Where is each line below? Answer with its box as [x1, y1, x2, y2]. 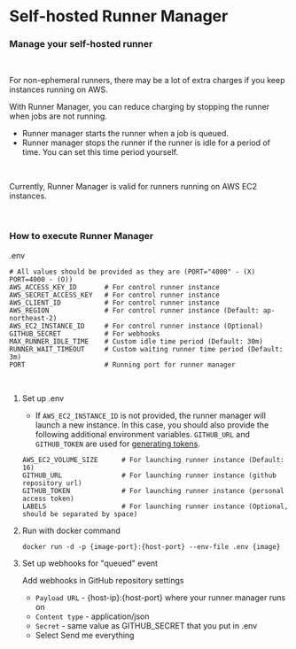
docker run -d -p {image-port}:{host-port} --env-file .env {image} [21, 542, 281, 551]
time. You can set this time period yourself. [21, 147, 179, 158]
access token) [21, 494, 74, 503]
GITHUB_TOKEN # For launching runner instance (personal [21, 486, 285, 495]
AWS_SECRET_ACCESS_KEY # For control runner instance [9, 290, 220, 299]
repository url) [21, 478, 82, 488]
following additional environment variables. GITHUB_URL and [35, 429, 251, 439]
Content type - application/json [35, 611, 150, 622]
